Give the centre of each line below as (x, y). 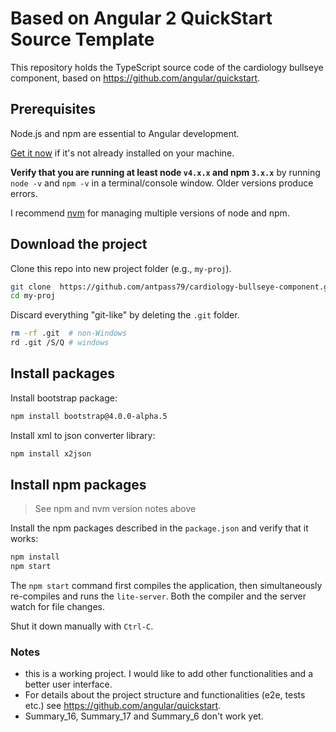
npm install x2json (51, 453)
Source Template (82, 39)
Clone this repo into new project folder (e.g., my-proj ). (121, 268)
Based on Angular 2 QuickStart (141, 18)
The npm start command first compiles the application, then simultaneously (166, 586)
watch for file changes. (57, 607)
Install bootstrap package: (64, 398)
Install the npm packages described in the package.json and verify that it (159, 528)
